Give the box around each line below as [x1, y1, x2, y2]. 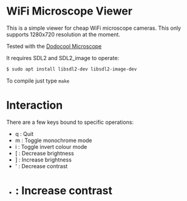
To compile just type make [6, 77, 70, 84]
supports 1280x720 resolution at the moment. [6, 30, 120, 38]
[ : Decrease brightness [15, 149, 74, 157]
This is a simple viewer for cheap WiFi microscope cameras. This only [6, 24, 181, 32]
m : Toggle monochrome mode [15, 137, 92, 144]
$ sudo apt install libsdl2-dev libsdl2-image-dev [6, 66, 137, 72]
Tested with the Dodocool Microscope [6, 43, 102, 50]
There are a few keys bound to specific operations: [6, 118, 134, 126]
